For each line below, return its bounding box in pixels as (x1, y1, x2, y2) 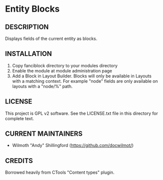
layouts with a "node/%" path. (12, 83, 73, 89)
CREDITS (5, 157, 33, 165)
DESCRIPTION (5, 23, 49, 31)
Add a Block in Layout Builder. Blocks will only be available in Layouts (12, 73, 152, 79)
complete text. (5, 115, 34, 121)
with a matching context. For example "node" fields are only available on (12, 78, 158, 84)
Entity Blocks (5, 3, 60, 15)
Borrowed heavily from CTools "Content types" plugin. (5, 169, 115, 176)
